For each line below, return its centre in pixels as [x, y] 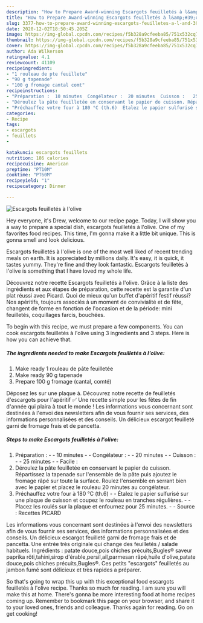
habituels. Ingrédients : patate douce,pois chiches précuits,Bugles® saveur [99, 550]
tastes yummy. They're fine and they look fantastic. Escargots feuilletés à [97, 264]
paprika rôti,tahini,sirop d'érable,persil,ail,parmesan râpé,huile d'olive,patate [101, 557]
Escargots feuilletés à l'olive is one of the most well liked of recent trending [100, 252]
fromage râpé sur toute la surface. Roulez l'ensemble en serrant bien [101, 481]
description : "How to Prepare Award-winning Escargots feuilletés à [94, 12]
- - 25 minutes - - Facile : [46, 461]
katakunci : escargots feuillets [47, 152]
